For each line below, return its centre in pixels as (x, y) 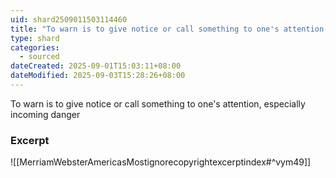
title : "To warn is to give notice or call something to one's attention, (169, 29)
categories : (35, 47)
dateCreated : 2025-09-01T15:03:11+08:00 (96, 66)
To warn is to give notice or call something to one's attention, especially (158, 103)
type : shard (35, 38)
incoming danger (45, 114)
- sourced (39, 57)
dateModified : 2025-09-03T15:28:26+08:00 (98, 76)
